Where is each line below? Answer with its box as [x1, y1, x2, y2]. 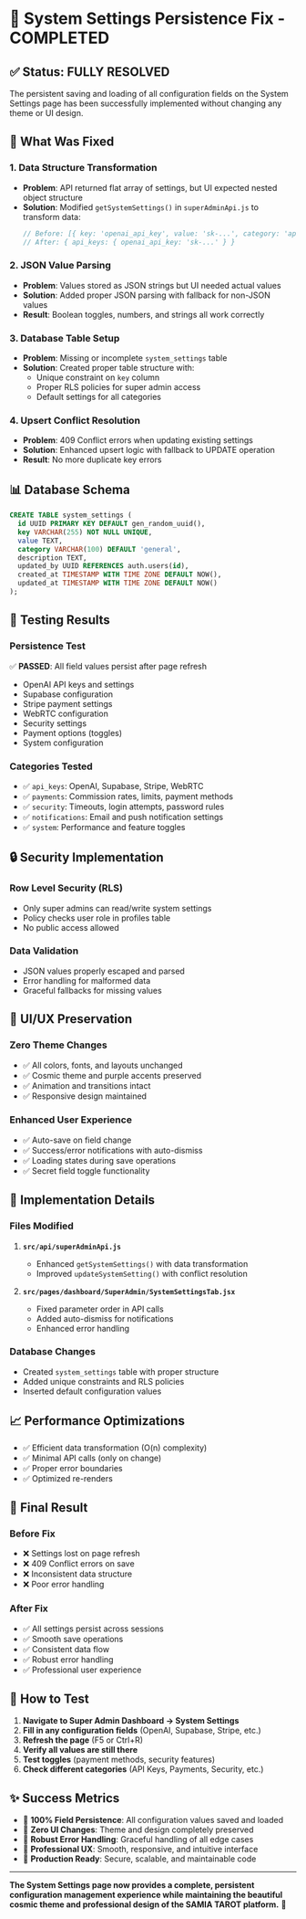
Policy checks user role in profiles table [22, 912, 171, 923]
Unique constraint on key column [36, 372, 160, 383]
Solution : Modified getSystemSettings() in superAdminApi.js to [22, 201, 260, 213]
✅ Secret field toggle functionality [22, 1165, 150, 1176]
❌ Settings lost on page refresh [22, 1548, 141, 1559]
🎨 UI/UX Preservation [9, 1011, 133, 1027]
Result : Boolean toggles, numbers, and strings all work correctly [22, 309, 265, 320]
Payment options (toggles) [22, 727, 123, 738]
